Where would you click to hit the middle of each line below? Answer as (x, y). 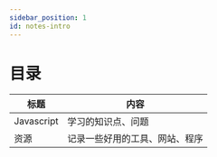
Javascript (36, 121)
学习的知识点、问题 (108, 122)
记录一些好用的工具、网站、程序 (135, 139)
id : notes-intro (40, 26)
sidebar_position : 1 (48, 18)
